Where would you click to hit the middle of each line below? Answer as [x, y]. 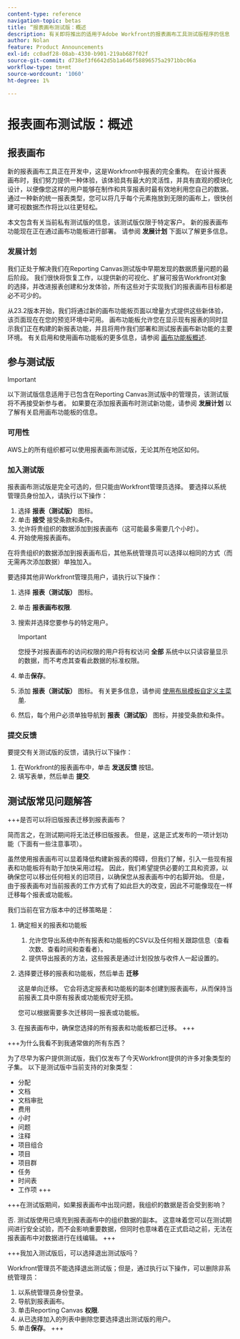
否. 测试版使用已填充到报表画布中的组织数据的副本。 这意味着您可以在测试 [116, 1220]
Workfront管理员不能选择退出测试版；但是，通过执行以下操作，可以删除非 [116, 1268]
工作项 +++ [34, 1190]
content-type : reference [44, 14]
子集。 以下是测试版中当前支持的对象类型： [71, 1067]
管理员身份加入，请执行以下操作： [57, 496]
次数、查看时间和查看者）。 [67, 949]
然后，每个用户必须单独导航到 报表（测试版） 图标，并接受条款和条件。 [123, 715]
